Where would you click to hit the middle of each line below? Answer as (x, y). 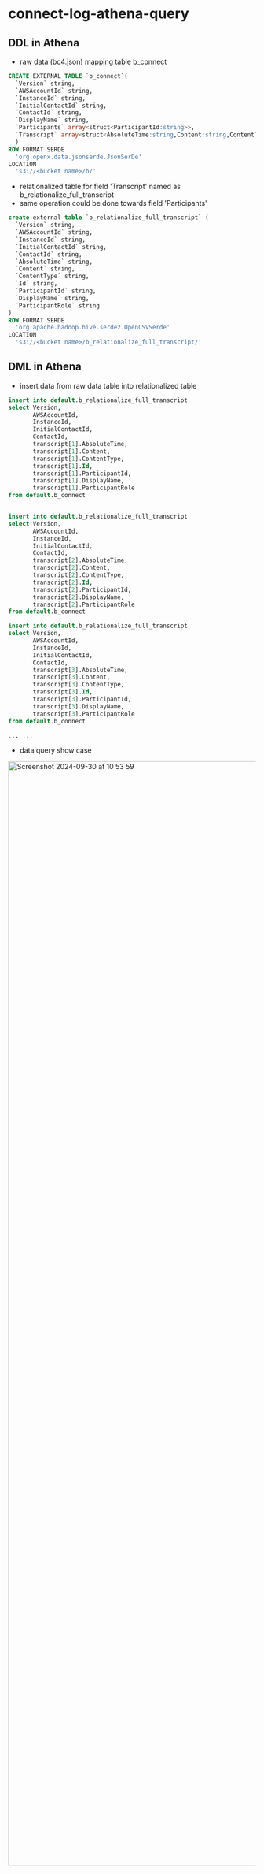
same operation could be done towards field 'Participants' (114, 203)
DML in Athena (45, 367)
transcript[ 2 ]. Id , (62, 582)
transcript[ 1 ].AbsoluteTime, (80, 444)
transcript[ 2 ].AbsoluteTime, (80, 560)
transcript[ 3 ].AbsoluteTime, (80, 670)
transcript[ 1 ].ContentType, (79, 459)
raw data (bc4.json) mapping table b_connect (93, 61)
